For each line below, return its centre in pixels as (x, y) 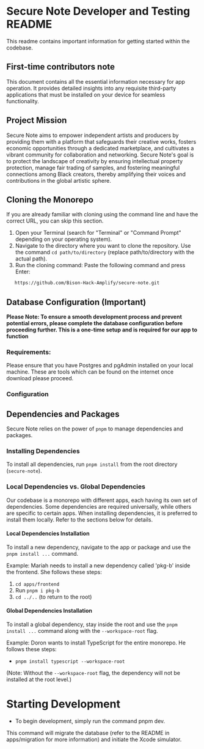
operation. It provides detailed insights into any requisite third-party (91, 88)
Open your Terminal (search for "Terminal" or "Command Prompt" (98, 233)
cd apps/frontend (37, 584)
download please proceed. (40, 378)
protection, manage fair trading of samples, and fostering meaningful (93, 168)
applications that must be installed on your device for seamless (86, 94)
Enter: (23, 272)
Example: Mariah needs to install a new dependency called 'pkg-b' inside (98, 565)
